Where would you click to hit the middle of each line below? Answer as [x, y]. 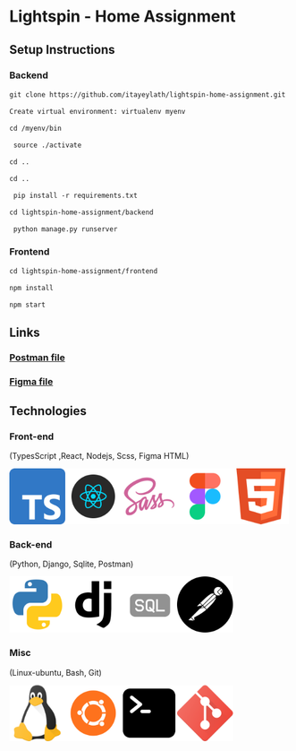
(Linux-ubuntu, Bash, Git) [56, 672]
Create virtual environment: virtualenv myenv [97, 111]
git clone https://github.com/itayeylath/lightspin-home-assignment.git [148, 95]
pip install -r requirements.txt [76, 195]
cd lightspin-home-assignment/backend [81, 212]
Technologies [48, 411]
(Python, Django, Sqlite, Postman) [72, 564]
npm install [31, 289]
